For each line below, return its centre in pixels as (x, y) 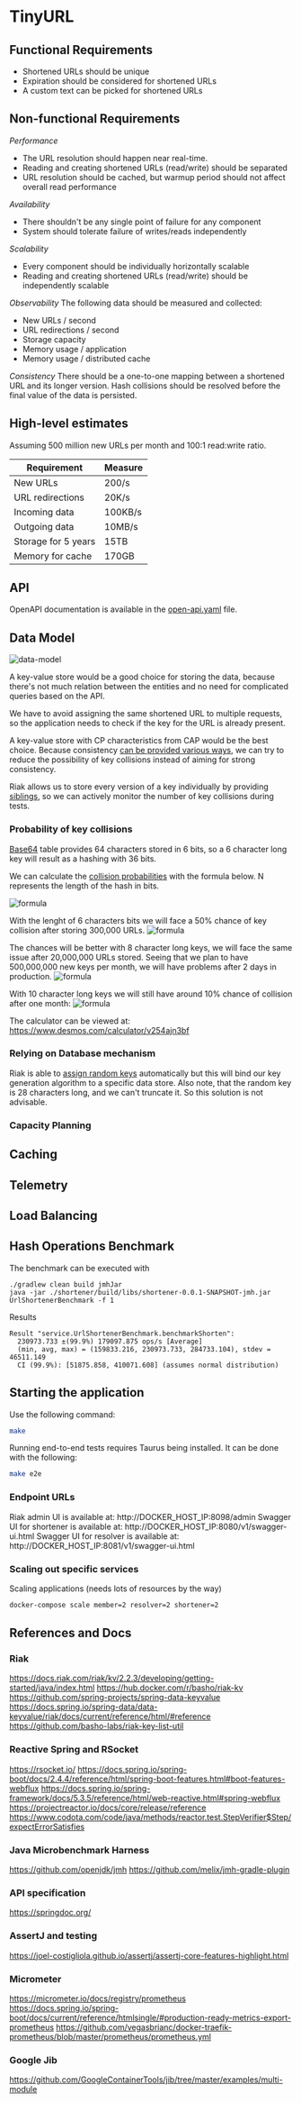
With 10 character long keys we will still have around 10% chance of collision (151, 994)
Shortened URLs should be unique (86, 71)
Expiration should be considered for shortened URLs (120, 81)
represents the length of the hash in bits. (84, 886)
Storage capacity (54, 339)
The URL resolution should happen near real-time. (115, 158)
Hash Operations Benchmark (92, 1247)
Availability (30, 204)
